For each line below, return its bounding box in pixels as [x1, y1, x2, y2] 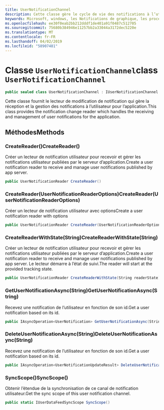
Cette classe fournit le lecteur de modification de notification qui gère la [5, 98, 150, 104]
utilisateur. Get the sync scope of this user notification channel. [5, 390, 131, 396]
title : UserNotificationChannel [5, 7, 71, 12]
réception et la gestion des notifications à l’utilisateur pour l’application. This [5, 103, 157, 109]
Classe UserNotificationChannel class [5, 65, 158, 76]
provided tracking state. [5, 266, 53, 272]
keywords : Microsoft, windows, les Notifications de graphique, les [5, 16, 147, 21]
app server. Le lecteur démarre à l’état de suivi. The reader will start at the [5, 261, 153, 267]
